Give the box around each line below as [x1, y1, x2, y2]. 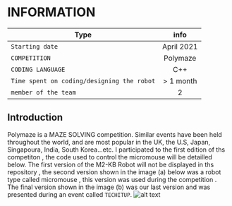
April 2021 [161, 42, 198, 51]
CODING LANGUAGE [11, 65, 66, 73]
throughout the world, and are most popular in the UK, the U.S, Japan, [7, 138, 211, 146]
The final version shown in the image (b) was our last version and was [7, 183, 211, 191]
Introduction [7, 111, 63, 123]
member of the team [11, 88, 76, 96]
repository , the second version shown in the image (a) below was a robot [7, 167, 221, 176]
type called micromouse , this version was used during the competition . [7, 175, 217, 183]
